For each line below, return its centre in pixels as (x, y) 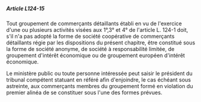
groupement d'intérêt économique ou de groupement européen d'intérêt (96, 55)
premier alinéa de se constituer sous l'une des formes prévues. (84, 92)
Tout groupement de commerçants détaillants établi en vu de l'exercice (94, 23)
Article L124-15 (25, 8)
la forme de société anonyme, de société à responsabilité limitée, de (91, 49)
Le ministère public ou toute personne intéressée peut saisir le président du (100, 73)
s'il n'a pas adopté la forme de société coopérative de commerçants (91, 36)
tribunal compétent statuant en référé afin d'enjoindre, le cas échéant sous (99, 79)
